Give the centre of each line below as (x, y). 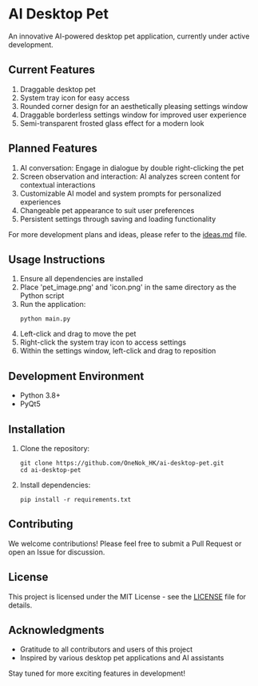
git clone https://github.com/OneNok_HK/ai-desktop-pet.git (122, 463)
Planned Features (53, 149)
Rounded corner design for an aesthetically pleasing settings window (134, 106)
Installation (37, 429)
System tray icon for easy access (75, 98)
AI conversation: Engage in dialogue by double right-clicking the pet (132, 167)
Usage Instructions (57, 259)
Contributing (41, 525)
